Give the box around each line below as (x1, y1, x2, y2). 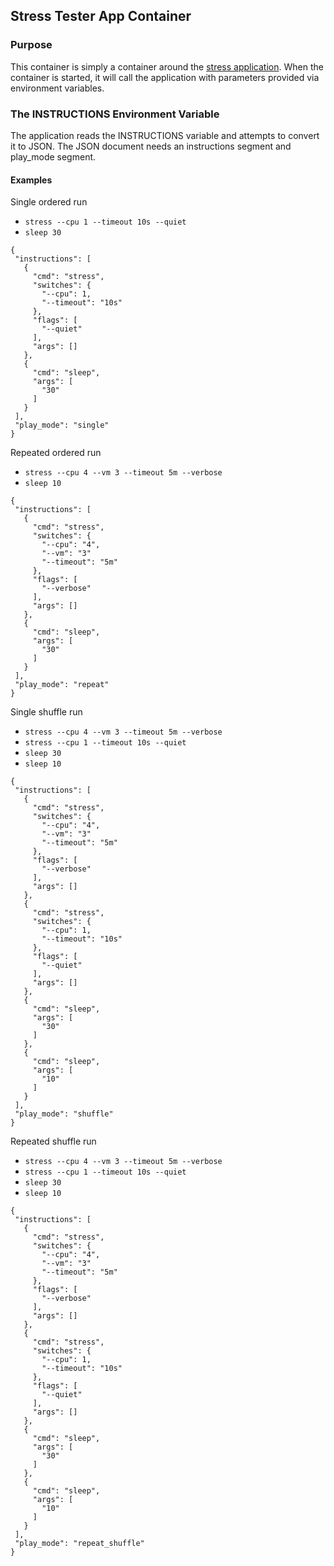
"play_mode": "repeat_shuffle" (14, 1539, 145, 1549)
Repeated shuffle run (10, 1135, 97, 1148)
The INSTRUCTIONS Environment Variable (10, 107, 220, 121)
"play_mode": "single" (14, 420, 110, 431)
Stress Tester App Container (10, 8, 192, 25)
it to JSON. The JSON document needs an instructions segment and (10, 140, 292, 152)
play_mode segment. (10, 150, 97, 163)
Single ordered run (10, 196, 88, 208)
